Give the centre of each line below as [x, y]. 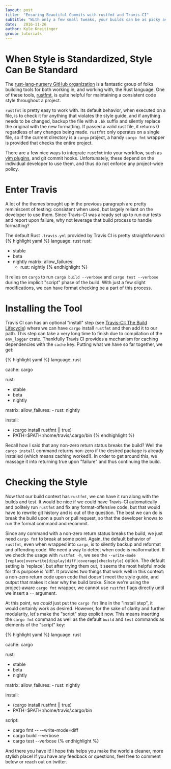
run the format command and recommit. [47, 523]
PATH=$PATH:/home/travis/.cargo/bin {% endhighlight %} [74, 435]
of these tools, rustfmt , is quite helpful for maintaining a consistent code [81, 95]
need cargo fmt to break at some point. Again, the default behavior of [78, 539]
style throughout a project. [33, 100]
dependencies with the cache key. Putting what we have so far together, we [84, 344]
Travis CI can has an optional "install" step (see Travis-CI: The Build [76, 322]
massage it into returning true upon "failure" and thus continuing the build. [83, 461]
